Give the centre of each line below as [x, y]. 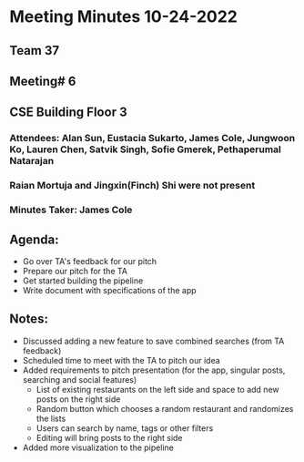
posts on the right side [78, 399]
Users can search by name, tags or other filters [125, 428]
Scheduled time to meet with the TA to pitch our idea [121, 360]
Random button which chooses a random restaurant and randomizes [165, 408]
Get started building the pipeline [83, 281]
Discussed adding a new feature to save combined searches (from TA [153, 341]
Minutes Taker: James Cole [71, 210]
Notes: [29, 319]
